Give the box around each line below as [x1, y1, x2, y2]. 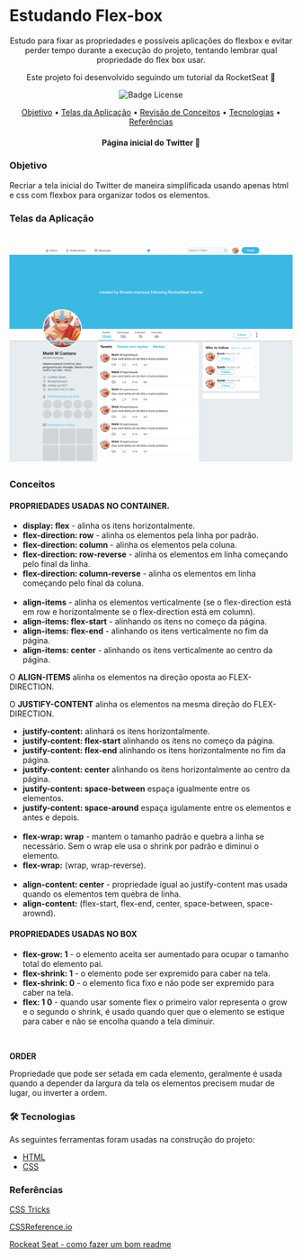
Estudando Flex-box [9, 5, 164, 26]
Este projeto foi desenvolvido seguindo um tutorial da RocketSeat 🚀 [26, 71, 276, 82]
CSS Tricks [9, 1204, 51, 1215]
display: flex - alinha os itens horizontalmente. [22, 520, 196, 532]
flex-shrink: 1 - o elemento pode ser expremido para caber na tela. [22, 968, 271, 979]
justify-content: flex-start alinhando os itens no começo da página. [22, 735, 276, 746]
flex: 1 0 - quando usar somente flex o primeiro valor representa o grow [22, 997, 288, 1007]
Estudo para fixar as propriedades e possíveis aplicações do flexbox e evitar [9, 35, 293, 46]
